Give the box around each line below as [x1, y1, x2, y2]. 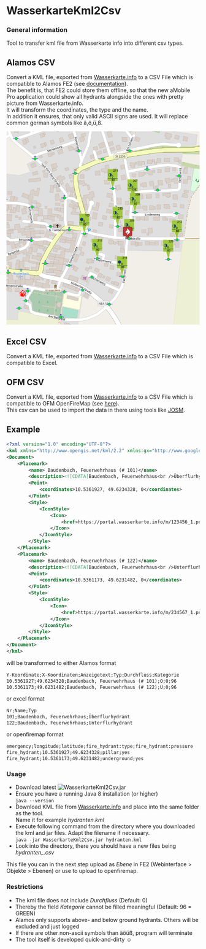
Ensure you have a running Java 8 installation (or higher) [15, 790, 158, 797]
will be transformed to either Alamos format [6, 659, 116, 666]
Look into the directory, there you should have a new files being [15, 842, 177, 850]
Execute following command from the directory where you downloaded [15, 823, 195, 830]
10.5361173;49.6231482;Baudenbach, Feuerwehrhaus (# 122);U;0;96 [6, 684, 177, 690]
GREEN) [15, 909, 36, 917]
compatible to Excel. [6, 359, 58, 367]
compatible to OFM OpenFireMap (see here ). [6, 400, 120, 407]
